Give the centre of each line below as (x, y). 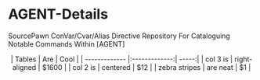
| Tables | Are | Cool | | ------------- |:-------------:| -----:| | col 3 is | (122, 59)
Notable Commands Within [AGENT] (67, 43)
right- (244, 59)
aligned (24, 67)
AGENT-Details (58, 14)
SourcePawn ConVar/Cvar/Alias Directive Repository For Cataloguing (119, 36)
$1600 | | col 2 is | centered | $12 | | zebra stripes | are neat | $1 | (146, 67)
